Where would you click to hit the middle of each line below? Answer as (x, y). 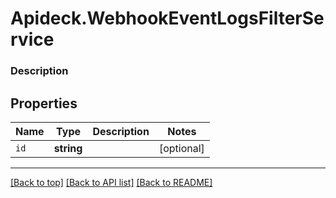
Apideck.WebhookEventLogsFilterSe (167, 18)
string (68, 148)
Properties (44, 103)
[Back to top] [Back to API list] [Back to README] (111, 182)
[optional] (181, 148)
